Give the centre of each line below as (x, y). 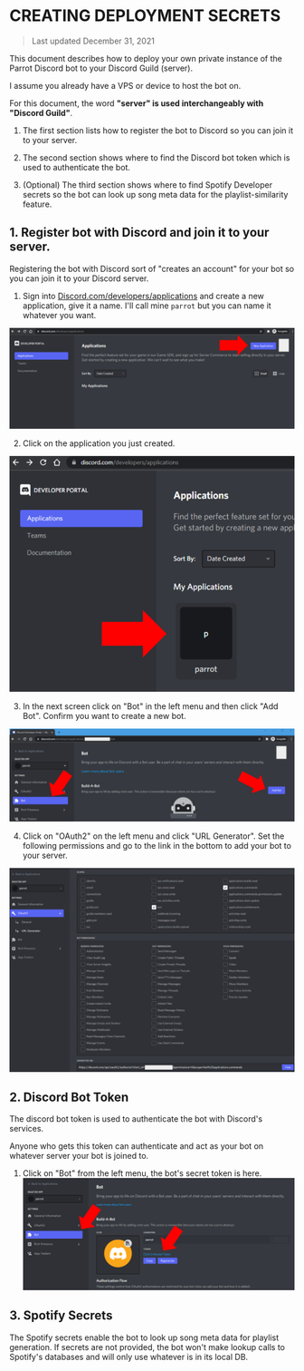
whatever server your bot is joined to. (79, 1156)
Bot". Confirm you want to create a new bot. (104, 716)
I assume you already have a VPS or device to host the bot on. (125, 85)
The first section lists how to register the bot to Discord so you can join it (158, 130)
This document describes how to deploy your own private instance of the (146, 58)
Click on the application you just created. (99, 443)
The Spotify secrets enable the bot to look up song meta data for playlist (144, 1337)
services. (26, 1129)
